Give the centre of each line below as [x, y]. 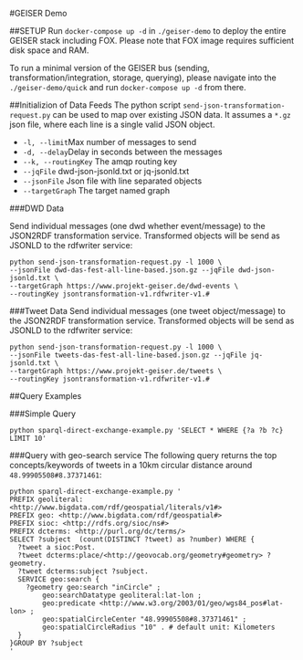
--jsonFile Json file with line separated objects [112, 181]
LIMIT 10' [28, 438]
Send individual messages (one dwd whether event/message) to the [138, 226]
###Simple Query [42, 414]
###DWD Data [37, 208]
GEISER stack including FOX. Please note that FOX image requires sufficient [152, 41]
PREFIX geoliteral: [47, 499]
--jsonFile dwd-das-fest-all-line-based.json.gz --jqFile [122, 270]
